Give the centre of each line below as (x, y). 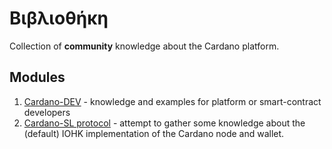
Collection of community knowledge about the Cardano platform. (144, 46)
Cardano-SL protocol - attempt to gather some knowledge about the (164, 123)
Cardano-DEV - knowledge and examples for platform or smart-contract (172, 101)
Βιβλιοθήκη (59, 18)
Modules (37, 77)
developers (47, 112)
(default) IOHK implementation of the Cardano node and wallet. (154, 133)
